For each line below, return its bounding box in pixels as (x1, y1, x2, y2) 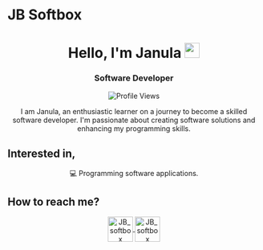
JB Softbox (7, 6, 82, 24)
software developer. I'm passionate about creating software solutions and (12, 115, 256, 125)
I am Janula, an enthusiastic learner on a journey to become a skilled (20, 106, 248, 116)
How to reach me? (7, 195, 100, 208)
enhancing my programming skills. (77, 123, 191, 133)
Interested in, (7, 147, 76, 161)
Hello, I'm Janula (67, 44, 182, 62)
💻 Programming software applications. (69, 169, 199, 178)
